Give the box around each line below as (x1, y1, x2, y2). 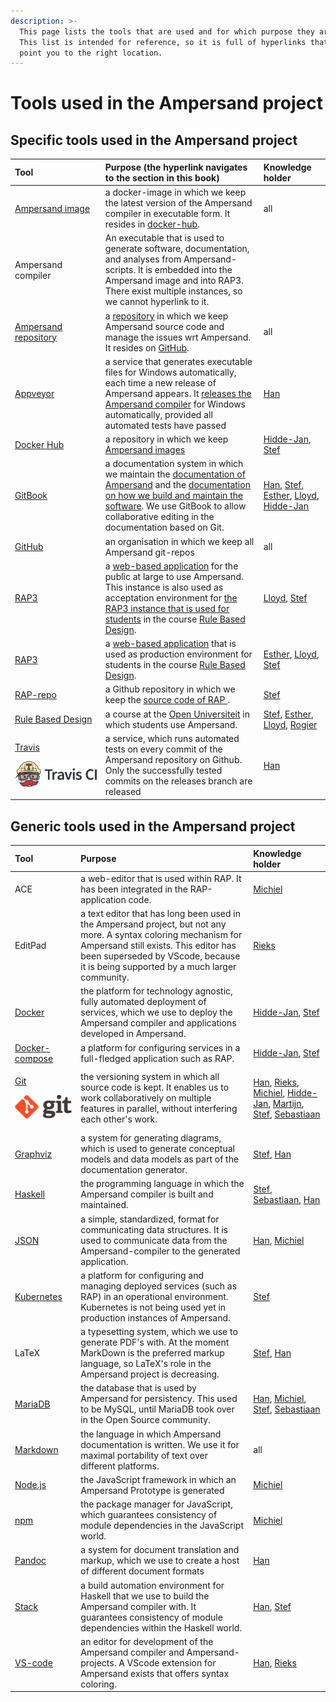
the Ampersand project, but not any (80, 918, 227, 930)
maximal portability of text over (80, 1449, 208, 1461)
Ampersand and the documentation (104, 479, 251, 491)
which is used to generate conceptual (80, 1143, 235, 1155)
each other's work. (80, 1113, 158, 1125)
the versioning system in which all (80, 1071, 220, 1083)
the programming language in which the (80, 1178, 245, 1190)
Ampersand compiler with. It (80, 1600, 197, 1612)
